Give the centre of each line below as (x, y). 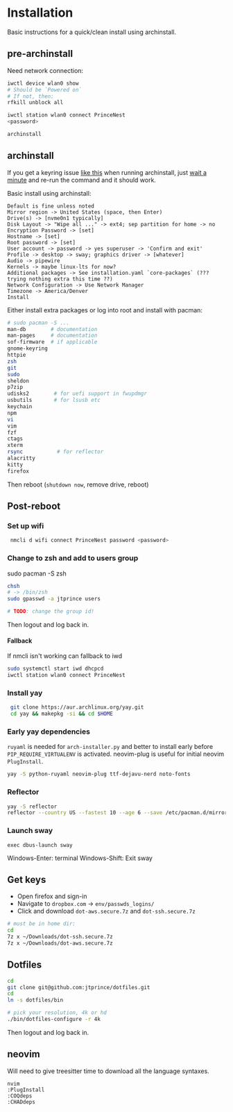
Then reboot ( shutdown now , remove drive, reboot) (78, 485)
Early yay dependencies (49, 732)
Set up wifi (26, 526)
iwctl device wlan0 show (43, 83)
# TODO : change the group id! (51, 612)
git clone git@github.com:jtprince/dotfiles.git (79, 987)
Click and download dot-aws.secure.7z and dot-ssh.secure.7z (106, 911)
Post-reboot (34, 506)
